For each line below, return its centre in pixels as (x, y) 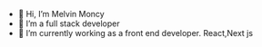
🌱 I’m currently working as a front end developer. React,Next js (135, 33)
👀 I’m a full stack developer (69, 23)
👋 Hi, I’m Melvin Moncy (61, 14)
